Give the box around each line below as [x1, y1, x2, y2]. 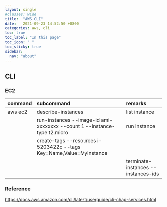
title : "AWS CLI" [5, 16, 43, 21]
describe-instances [36, 108, 83, 115]
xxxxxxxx [36, 123, 59, 130]
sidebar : [5, 49, 23, 54]
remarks [126, 100, 147, 107]
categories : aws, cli [5, 26, 50, 31]
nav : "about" [9, 53, 37, 59]
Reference [5, 185, 31, 192]
